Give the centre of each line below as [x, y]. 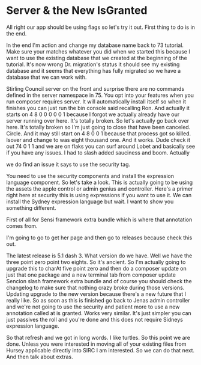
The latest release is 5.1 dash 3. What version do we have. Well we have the [99, 256]
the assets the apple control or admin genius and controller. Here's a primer [100, 189]
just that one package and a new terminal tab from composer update [91, 275]
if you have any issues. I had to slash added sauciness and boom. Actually [98, 152]
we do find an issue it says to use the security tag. [68, 164]
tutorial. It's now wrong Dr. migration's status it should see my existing [93, 64]
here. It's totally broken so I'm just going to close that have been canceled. [98, 127]
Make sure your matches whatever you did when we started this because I [98, 51]
